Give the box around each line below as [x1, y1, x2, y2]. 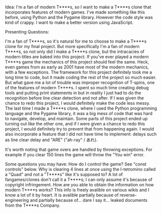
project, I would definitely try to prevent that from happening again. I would [5, 126, 154, 131]
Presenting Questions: [5, 29, 49, 34]
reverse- [119, 192, 137, 198]
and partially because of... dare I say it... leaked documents [29, 197, 147, 203]
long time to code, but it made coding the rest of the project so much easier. [5, 75, 157, 80]
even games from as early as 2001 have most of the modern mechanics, [5, 64, 149, 70]
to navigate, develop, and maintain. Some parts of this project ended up [5, 116, 148, 121]
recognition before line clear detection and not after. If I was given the [5, 95, 144, 101]
